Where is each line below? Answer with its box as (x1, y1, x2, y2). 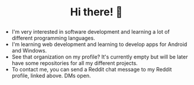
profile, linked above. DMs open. (11, 72, 91, 79)
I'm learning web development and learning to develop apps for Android (11, 41, 187, 48)
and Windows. (11, 47, 47, 54)
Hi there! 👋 (70, 5, 123, 19)
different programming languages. (11, 35, 96, 42)
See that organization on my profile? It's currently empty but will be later (11, 53, 188, 61)
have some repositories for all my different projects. (11, 60, 138, 67)
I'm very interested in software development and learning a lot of (11, 28, 170, 35)
